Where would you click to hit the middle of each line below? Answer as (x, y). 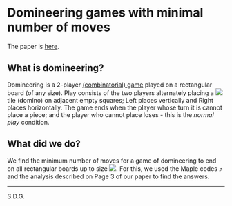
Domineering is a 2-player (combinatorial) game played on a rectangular (110, 85)
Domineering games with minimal (105, 13)
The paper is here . (33, 46)
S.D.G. (16, 196)
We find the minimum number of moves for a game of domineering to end (112, 161)
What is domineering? (56, 68)
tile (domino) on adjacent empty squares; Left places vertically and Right (110, 100)
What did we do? (44, 144)
